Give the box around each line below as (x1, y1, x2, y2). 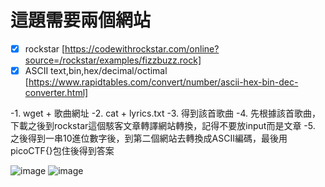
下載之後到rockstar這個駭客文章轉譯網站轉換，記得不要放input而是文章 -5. (10, 120, 316, 132)
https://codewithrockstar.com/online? (64, 42, 220, 55)
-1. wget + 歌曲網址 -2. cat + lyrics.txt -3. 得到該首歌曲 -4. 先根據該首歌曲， (10, 107, 321, 120)
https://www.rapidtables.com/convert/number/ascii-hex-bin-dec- (28, 76, 299, 88)
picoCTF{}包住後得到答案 (10, 145, 115, 157)
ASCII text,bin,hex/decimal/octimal (24, 65, 168, 76)
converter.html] (24, 87, 89, 99)
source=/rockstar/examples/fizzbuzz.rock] (24, 54, 202, 66)
